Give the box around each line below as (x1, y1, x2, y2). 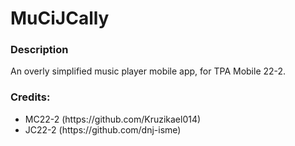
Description (10, 43, 69, 57)
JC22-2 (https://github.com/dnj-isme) (24, 123, 182, 136)
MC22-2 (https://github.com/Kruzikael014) (24, 113, 202, 125)
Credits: (10, 90, 51, 104)
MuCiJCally (10, 7, 110, 30)
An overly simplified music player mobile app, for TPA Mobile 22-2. (10, 65, 287, 77)
